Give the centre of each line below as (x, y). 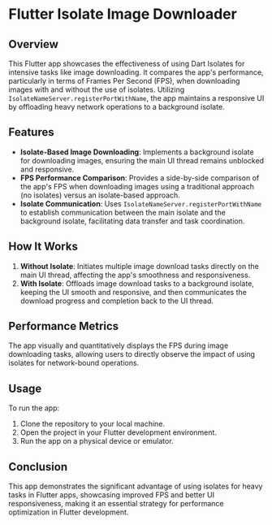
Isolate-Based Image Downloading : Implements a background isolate (137, 152)
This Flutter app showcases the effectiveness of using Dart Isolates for (127, 63)
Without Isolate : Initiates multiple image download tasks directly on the (140, 266)
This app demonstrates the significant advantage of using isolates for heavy (136, 486)
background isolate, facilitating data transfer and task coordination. (132, 221)
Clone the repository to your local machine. (92, 424)
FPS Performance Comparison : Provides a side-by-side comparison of (140, 178)
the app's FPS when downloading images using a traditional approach (137, 186)
